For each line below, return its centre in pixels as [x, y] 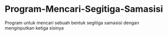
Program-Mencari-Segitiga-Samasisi [84, 9]
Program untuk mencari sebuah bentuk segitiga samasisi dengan [72, 23]
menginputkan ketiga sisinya [34, 28]
